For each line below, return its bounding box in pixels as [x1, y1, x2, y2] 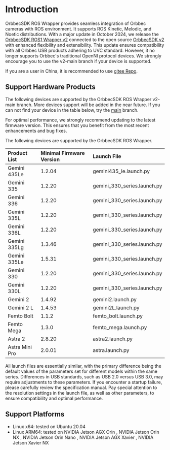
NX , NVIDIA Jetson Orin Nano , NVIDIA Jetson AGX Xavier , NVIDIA [12, 434, 154, 440]
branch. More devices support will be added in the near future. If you [16, 102, 160, 108]
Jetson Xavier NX [12, 439, 49, 445]
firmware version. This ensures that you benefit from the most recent [5, 122, 149, 128]
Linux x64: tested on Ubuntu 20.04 [12, 423, 86, 430]
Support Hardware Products [5, 83, 96, 91]
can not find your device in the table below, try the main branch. [5, 107, 139, 113]
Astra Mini [8, 343, 32, 350]
